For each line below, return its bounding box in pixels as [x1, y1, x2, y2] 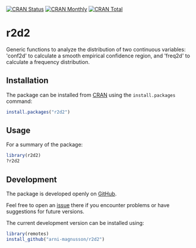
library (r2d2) [6, 153, 42, 159]
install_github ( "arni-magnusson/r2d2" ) [6, 236, 105, 242]
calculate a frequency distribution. [6, 58, 90, 65]
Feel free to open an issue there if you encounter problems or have [6, 202, 170, 208]
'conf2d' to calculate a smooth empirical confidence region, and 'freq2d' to [6, 52, 190, 59]
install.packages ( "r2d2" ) [6, 109, 70, 115]
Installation [6, 76, 49, 86]
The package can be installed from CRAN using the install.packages [6, 91, 176, 98]
